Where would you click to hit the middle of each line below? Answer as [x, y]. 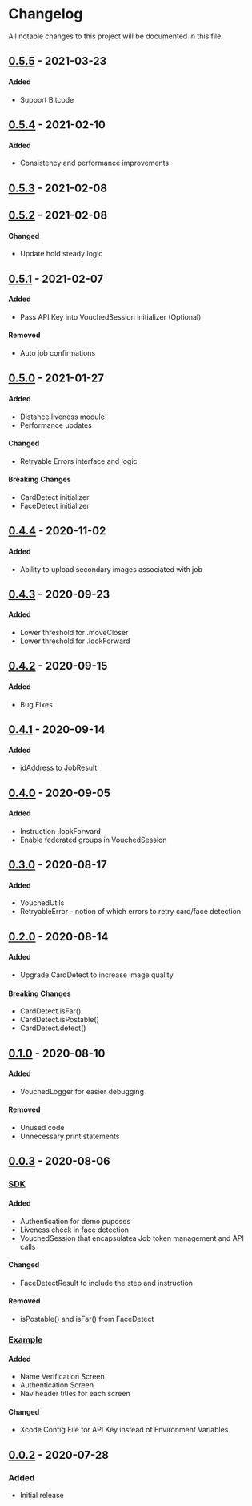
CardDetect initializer [54, 497]
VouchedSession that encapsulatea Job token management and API [132, 1238]
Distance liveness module [62, 417]
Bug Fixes [36, 704]
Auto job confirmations [58, 352]
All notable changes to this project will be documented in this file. [116, 36]
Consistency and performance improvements [94, 163]
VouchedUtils [42, 903]
